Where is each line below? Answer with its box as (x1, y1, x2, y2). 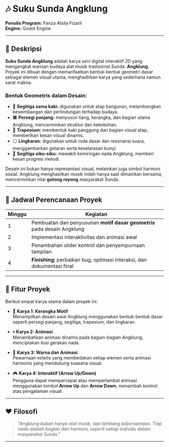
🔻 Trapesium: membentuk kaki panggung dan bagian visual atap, (12, 127, 148, 133)
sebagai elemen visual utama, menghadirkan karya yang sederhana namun (5, 74, 161, 80)
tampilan (31, 248, 52, 255)
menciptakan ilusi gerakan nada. (12, 339, 80, 345)
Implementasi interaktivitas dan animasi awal (31, 234, 137, 241)
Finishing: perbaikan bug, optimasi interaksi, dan (31, 256, 147, 263)
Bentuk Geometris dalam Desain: (5, 92, 88, 99)
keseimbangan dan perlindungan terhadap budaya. (12, 109, 119, 115)
